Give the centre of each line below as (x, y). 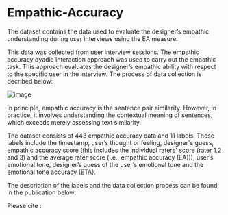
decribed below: (30, 81)
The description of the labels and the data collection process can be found (112, 185)
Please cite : (24, 205)
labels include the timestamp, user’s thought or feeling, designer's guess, (111, 142)
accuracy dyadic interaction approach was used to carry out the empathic (112, 59)
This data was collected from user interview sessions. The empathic (103, 52)
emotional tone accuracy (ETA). (51, 172)
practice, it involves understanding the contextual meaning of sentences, (110, 115)
